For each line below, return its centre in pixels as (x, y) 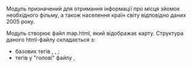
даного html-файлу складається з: (51, 40)
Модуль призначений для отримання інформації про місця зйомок (93, 9)
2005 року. (21, 21)
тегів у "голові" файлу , (45, 58)
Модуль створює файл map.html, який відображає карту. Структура (95, 33)
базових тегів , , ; (37, 51)
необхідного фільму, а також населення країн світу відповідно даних (96, 15)
